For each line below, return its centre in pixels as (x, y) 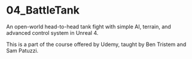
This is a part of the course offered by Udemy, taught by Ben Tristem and (96, 44)
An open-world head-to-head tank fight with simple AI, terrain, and (89, 27)
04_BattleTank (43, 10)
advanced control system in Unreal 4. (52, 32)
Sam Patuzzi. (22, 50)
